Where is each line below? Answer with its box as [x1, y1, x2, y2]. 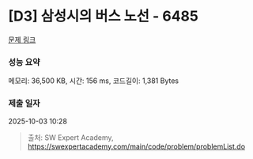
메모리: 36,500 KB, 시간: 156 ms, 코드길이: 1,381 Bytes [8, 76, 179, 85]
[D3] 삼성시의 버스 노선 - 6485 [8, 7, 199, 25]
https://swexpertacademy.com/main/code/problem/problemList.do [27, 142, 246, 151]
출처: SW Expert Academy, [27, 132, 114, 142]
